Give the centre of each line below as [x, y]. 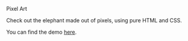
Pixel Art [17, 9]
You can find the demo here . [42, 32]
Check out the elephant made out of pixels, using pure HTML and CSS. [94, 20]
